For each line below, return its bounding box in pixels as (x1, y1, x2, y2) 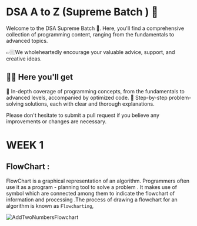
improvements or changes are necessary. (6, 117, 107, 125)
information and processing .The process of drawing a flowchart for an (6, 196, 178, 203)
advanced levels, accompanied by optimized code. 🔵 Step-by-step (6, 94, 168, 101)
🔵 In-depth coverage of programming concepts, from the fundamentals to (6, 87, 185, 95)
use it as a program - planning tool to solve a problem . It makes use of (6, 183, 178, 190)
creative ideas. (6, 55, 42, 62)
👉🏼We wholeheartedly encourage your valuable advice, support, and (6, 48, 175, 55)
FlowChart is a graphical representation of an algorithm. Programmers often (6, 177, 190, 184)
